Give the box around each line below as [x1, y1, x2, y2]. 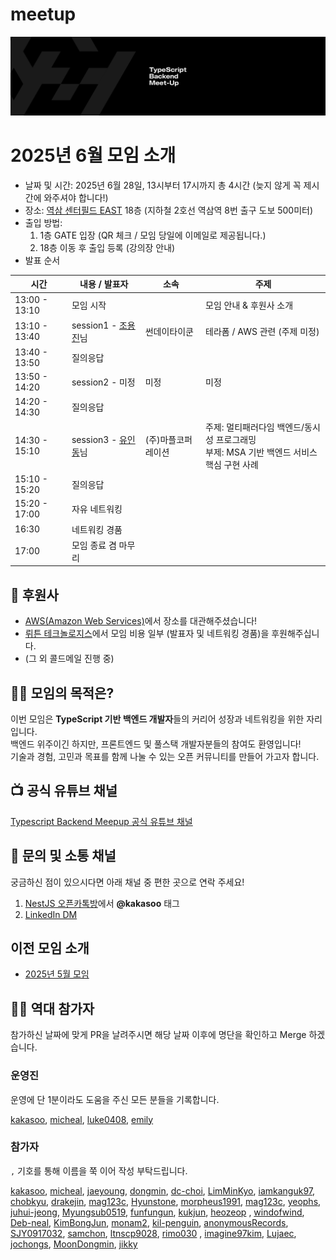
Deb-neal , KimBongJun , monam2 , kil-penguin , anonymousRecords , [10, 1216, 289, 1228]
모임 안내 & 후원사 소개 [205, 299, 294, 311]
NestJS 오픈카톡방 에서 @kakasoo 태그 [24, 897, 180, 909]
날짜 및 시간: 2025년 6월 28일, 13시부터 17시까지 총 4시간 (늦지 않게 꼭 [24, 179, 302, 191]
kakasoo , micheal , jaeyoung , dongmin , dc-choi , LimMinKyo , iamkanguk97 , [10, 1184, 316, 1197]
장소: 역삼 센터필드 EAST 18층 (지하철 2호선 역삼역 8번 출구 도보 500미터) [24, 204, 314, 216]
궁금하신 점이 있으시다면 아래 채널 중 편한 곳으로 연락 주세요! [10, 876, 245, 888]
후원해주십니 [271, 628, 320, 640]
